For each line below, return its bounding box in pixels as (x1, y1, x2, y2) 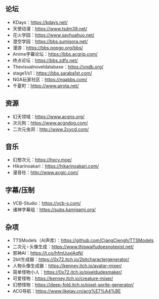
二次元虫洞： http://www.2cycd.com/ (12, 126, 89, 132)
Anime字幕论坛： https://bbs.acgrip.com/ (12, 51, 98, 57)
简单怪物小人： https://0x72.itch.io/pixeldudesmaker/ (12, 269, 123, 275)
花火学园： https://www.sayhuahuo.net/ (12, 32, 95, 38)
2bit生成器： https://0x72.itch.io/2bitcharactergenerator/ (12, 256, 130, 262)
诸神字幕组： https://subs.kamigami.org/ (12, 207, 96, 213)
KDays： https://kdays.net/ (12, 19, 68, 25)
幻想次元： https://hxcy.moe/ (12, 157, 72, 163)
